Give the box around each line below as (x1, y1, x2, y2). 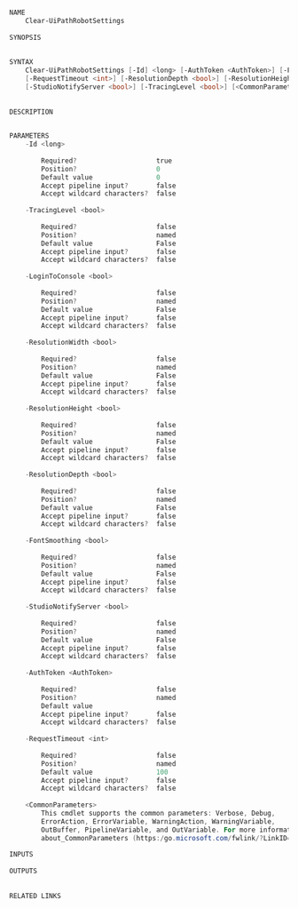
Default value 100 (41, 768, 169, 777)
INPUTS (9, 850, 34, 859)
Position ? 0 (41, 164, 161, 173)
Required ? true (41, 156, 173, 165)
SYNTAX (9, 58, 34, 67)
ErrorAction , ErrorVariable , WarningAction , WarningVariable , (41, 816, 276, 826)
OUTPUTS (9, 867, 38, 876)
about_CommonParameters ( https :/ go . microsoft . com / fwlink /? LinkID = (41, 833, 292, 842)
